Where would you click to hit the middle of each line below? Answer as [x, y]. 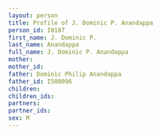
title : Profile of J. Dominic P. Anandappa [81, 23]
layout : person [33, 15]
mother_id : [26, 67]
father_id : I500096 [40, 81]
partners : [24, 103]
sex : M [19, 118]
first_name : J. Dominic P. [52, 37]
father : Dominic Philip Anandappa [65, 74]
